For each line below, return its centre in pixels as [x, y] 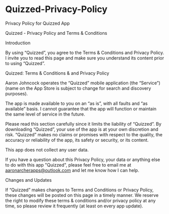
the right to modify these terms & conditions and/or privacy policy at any [80, 200]
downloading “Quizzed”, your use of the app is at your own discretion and [82, 129]
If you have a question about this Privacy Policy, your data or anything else [83, 159]
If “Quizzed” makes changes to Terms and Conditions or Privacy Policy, [79, 190]
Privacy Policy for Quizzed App [37, 23]
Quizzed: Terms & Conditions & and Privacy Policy [57, 73]
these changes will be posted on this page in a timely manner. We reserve [82, 195]
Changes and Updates [29, 180]
